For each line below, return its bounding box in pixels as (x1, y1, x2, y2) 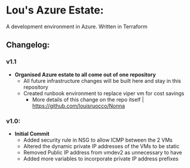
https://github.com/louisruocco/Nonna (32, 102, 125, 109)
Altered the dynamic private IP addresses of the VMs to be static (23, 142, 180, 150)
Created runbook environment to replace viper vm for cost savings (23, 89, 185, 97)
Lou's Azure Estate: (6, 4, 104, 17)
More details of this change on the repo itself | (32, 96, 144, 103)
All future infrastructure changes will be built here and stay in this (23, 77, 181, 84)
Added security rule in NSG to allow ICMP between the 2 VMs (23, 136, 173, 143)
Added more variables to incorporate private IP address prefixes (23, 155, 179, 162)
